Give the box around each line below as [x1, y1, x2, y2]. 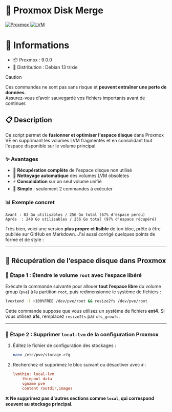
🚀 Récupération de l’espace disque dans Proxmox [5, 256, 166, 265]
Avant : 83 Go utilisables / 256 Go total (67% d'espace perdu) [5, 212, 145, 218]
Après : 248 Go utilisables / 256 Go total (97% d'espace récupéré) [5, 217, 157, 222]
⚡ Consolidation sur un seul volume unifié [12, 178, 102, 184]
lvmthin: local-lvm [12, 372, 55, 377]
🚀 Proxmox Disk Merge [5, 5, 103, 16]
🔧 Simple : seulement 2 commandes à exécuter [12, 185, 113, 191]
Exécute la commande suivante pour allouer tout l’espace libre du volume [5, 283, 161, 289]
